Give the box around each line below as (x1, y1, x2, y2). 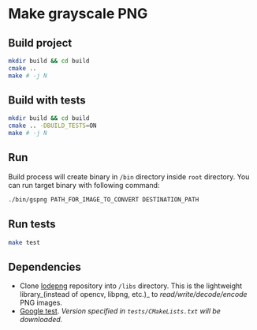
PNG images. (19, 298, 63, 308)
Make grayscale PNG (8, 5, 148, 23)
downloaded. (19, 315, 63, 324)
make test (8, 238, 41, 246)
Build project (8, 36, 73, 50)
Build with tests (8, 94, 86, 107)
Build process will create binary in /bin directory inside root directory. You (8, 171, 250, 182)
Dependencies (8, 260, 81, 273)
